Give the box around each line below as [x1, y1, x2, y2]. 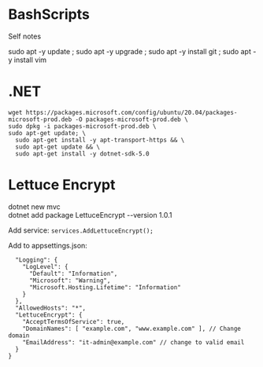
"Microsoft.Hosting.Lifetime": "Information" [28, 283, 181, 292]
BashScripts [8, 6, 91, 24]
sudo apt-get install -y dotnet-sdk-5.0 [15, 149, 150, 158]
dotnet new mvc [8, 202, 61, 211]
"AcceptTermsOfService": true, [22, 317, 125, 325]
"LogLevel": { [22, 262, 69, 270]
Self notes [8, 31, 42, 41]
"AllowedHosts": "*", [15, 304, 87, 312]
